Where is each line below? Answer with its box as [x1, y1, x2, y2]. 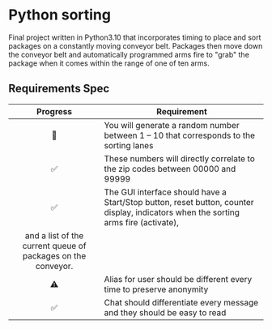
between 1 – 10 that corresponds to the [104, 130, 255, 141]
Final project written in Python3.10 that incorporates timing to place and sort [8, 32, 261, 42]
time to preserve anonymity [104, 284, 209, 295]
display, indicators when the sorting [104, 207, 240, 218]
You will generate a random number [104, 119, 240, 130]
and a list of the [24, 229, 84, 241]
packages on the [22, 250, 87, 261]
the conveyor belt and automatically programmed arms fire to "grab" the [8, 49, 249, 59]
